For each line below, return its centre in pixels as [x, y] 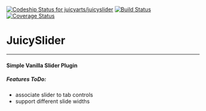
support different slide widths [52, 101]
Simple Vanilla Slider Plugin [42, 65]
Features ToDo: [26, 79]
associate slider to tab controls [54, 95]
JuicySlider [36, 41]
